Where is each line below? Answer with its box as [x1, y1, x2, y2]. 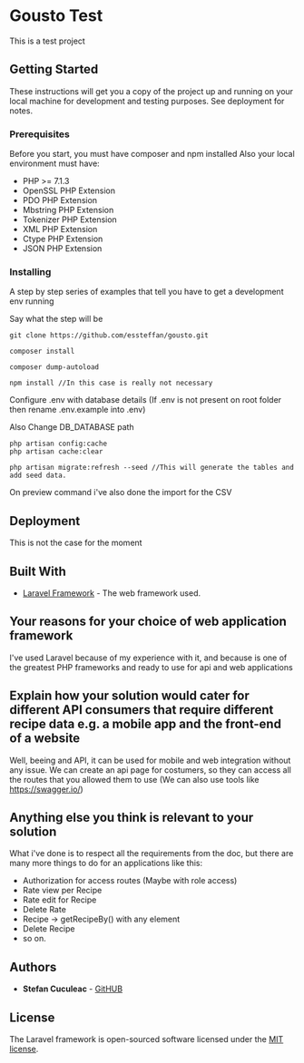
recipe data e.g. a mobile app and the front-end [9, 717, 281, 732]
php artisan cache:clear [9, 447, 103, 456]
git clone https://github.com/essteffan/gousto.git [9, 331, 209, 340]
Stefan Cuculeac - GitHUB [22, 983, 123, 994]
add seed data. [9, 471, 67, 481]
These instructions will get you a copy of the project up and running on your [9, 85, 293, 96]
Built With [9, 563, 66, 579]
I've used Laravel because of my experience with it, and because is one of [9, 652, 288, 663]
